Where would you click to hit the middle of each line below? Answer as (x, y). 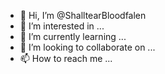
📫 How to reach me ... (66, 58)
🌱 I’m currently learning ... (73, 36)
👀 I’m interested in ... (62, 26)
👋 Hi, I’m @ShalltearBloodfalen (83, 15)
